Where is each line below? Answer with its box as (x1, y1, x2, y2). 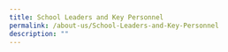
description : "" (9, 29, 69, 38)
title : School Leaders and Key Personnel (9, 12, 164, 22)
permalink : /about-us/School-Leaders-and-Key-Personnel (9, 21, 219, 30)
